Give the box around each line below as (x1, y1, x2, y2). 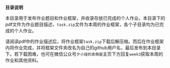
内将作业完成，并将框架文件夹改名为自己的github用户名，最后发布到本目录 (5, 45, 161, 50)
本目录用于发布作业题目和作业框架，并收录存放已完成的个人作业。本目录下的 (5, 15, 165, 21)
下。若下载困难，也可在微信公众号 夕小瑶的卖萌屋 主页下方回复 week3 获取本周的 (5, 51, 163, 57)
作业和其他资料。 (5, 57, 41, 63)
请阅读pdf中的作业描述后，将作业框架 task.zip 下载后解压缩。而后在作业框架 (5, 38, 164, 44)
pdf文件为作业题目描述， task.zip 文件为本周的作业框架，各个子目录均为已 (5, 22, 160, 27)
